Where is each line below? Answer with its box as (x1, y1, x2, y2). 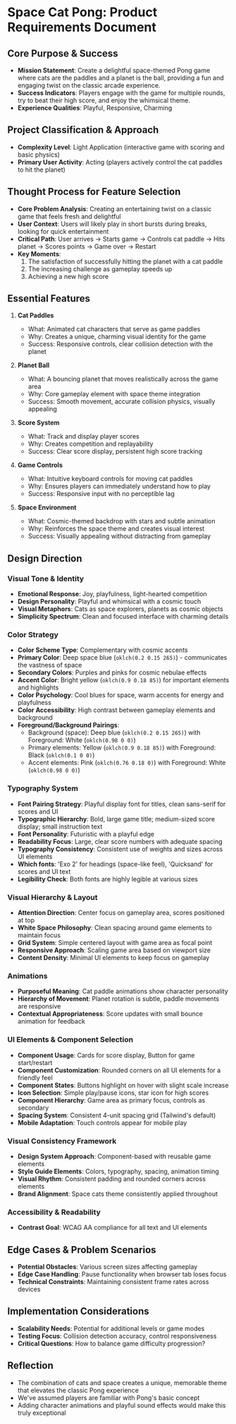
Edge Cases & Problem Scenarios (7, 1244, 156, 1256)
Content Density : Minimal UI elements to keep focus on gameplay (17, 954, 210, 962)
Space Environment (17, 503, 77, 512)
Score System (17, 418, 60, 427)
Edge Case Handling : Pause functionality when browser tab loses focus (17, 1270, 227, 1278)
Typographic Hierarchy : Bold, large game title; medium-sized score (17, 814, 216, 823)
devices (17, 1285, 41, 1293)
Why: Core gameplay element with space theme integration (27, 390, 201, 398)
